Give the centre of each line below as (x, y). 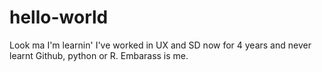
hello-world (59, 17)
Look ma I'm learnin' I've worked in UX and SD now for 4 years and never (160, 45)
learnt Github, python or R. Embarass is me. (99, 55)
